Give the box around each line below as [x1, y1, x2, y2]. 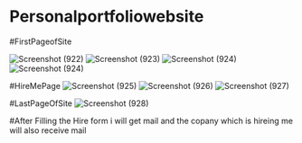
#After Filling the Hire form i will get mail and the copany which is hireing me [9, 115, 294, 126]
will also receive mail [9, 124, 87, 136]
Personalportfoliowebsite [9, 6, 204, 27]
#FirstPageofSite [9, 36, 72, 47]
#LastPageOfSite [9, 97, 73, 109]
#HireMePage [9, 80, 61, 91]
